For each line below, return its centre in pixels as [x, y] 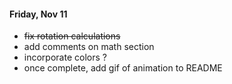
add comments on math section [89, 47]
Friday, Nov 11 [38, 14]
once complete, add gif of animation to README [123, 68]
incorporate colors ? [65, 57]
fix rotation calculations [72, 36]
